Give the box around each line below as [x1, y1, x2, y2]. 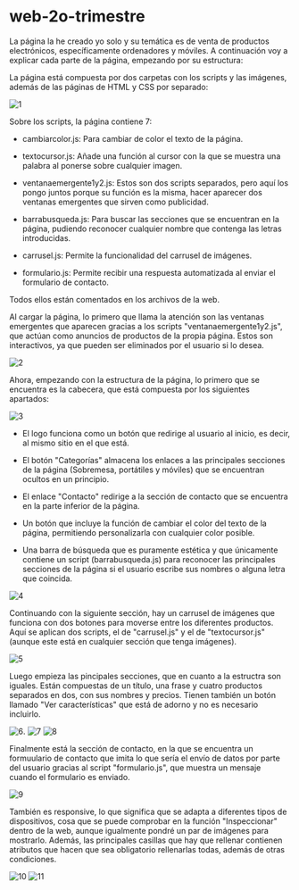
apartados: [9, 393, 49, 403]
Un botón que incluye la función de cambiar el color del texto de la [21, 518, 268, 528]
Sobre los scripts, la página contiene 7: [9, 116, 153, 127]
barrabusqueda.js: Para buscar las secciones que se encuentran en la [21, 213, 279, 224]
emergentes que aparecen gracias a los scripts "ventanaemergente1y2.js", [9, 320, 283, 331]
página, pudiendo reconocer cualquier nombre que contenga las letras [21, 223, 283, 234]
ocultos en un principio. [21, 473, 110, 484]
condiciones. [9, 853, 57, 864]
